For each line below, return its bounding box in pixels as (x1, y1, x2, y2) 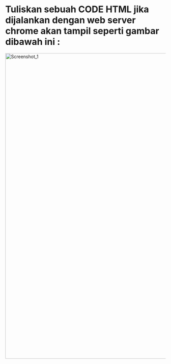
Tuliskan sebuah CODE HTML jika (5, 4, 149, 15)
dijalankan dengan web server (5, 14, 136, 26)
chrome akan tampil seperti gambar (5, 25, 159, 37)
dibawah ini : (5, 36, 61, 48)
